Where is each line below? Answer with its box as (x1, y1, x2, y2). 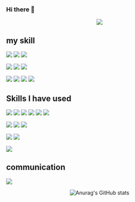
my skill (6, 35, 36, 45)
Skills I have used (6, 93, 72, 103)
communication (6, 162, 66, 172)
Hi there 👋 (6, 5, 36, 14)
